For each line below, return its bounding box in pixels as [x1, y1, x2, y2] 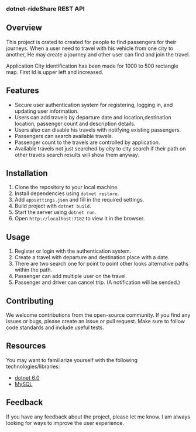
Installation [6, 168, 48, 178]
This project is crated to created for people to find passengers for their [6, 38, 177, 45]
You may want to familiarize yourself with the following [6, 356, 138, 363]
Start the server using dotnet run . [14, 209, 97, 216]
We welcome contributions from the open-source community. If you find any [6, 311, 191, 319]
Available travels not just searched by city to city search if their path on [14, 145, 186, 152]
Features [6, 86, 39, 96]
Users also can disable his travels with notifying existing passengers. [14, 126, 181, 133]
